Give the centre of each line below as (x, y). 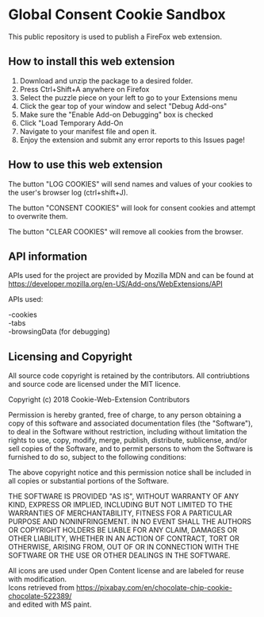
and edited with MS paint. (50, 604)
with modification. (38, 579)
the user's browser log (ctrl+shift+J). (68, 192)
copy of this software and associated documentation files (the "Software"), (131, 423)
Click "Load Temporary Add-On (71, 123)
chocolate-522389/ (40, 596)
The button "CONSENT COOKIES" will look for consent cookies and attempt (132, 207)
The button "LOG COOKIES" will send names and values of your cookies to (130, 183)
